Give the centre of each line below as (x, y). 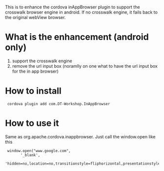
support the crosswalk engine (42, 61)
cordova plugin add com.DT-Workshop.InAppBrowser (59, 104)
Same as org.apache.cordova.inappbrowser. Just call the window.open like (80, 136)
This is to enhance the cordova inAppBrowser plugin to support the (72, 7)
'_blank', (30, 155)
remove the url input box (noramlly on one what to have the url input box (85, 66)
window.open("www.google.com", (39, 151)
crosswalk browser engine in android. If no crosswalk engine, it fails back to (81, 12)
